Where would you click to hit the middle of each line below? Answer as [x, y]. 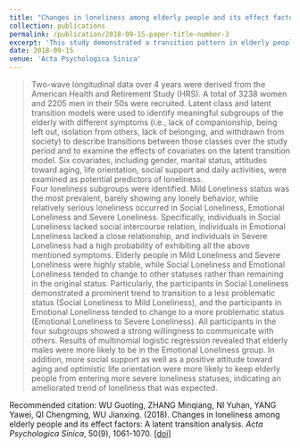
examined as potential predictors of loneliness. [117, 179]
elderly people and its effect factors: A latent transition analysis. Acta [136, 424]
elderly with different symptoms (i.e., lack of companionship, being [154, 122]
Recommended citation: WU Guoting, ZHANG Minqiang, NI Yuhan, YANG [143, 405]
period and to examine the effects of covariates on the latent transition [160, 151]
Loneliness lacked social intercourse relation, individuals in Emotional [158, 227]
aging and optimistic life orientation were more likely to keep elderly [156, 369]
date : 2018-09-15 [42, 51]
